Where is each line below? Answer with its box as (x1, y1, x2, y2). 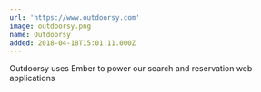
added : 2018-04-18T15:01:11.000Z (9, 38, 136, 48)
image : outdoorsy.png (9, 22, 92, 31)
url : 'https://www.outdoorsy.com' (9, 13, 141, 23)
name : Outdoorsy (9, 30, 71, 39)
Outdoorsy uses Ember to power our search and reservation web (9, 63, 253, 74)
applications (9, 73, 55, 84)
